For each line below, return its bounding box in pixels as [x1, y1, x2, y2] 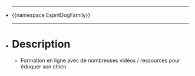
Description [11, 37, 71, 51]
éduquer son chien [20, 63, 67, 70]
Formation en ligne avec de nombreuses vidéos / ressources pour [20, 57, 181, 64]
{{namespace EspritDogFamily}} [11, 12, 90, 18]
